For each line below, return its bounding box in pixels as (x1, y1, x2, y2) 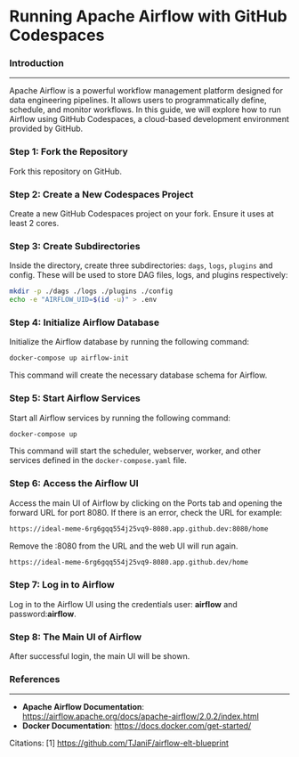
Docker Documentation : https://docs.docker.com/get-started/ (21, 720, 252, 731)
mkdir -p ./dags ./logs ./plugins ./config (9, 287, 174, 296)
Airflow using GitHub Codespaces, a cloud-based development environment (9, 114, 289, 125)
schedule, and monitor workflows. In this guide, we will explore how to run (9, 104, 282, 115)
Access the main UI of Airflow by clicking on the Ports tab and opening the (9, 497, 283, 509)
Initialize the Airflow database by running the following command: (9, 337, 250, 347)
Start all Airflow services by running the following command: (9, 412, 231, 423)
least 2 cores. (9, 218, 60, 229)
